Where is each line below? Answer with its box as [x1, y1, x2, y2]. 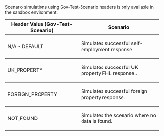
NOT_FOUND [7, 115, 38, 121]
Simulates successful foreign [81, 88, 148, 94]
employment [81, 46, 110, 52]
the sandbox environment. [5, 9, 58, 15]
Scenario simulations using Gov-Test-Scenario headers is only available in [5, 4, 154, 10]
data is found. [81, 118, 113, 124]
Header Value [11, 21, 44, 27]
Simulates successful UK [81, 64, 138, 70]
